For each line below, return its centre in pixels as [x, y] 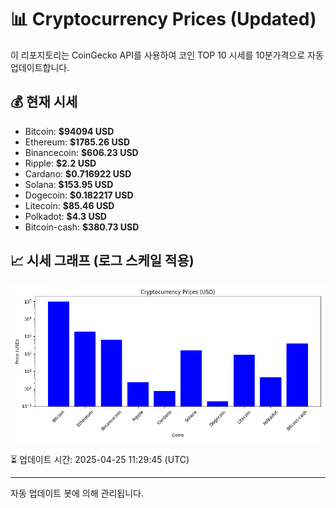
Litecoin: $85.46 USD [69, 205]
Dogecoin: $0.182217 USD [79, 195]
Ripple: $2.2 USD [60, 163]
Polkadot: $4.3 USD [65, 216]
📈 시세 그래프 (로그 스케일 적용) [102, 261]
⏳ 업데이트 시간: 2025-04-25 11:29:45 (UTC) [100, 459]
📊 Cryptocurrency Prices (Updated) [163, 19]
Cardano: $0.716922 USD [78, 173]
